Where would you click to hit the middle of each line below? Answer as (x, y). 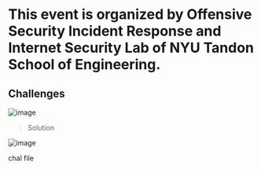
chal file (21, 158)
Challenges (37, 93)
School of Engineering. (85, 65)
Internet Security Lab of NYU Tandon (131, 48)
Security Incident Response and (115, 31)
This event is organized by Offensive (130, 15)
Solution (41, 128)
